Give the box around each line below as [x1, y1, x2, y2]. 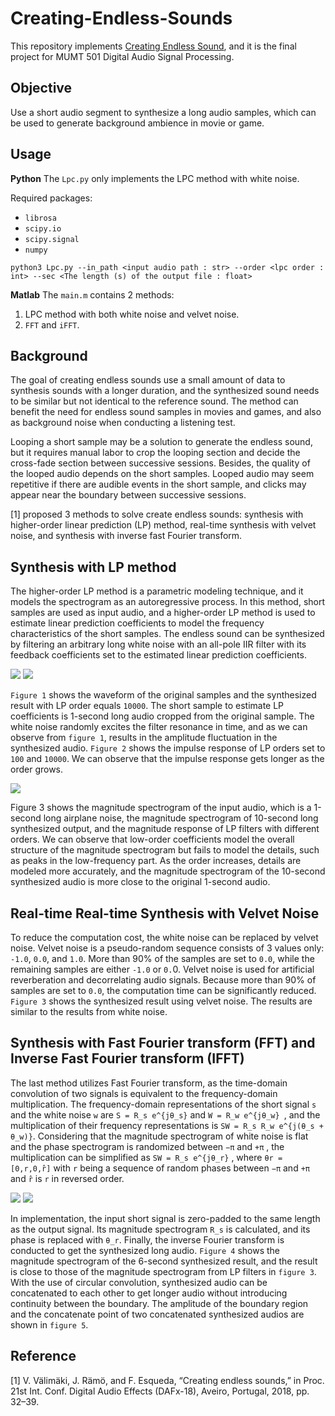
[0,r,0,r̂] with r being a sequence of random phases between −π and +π [10, 1162, 310, 1174]
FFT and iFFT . [24, 318, 80, 331]
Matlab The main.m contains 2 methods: [10, 288, 175, 301]
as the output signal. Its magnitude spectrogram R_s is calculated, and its [10, 1223, 311, 1235]
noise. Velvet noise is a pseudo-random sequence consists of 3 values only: [10, 942, 325, 954]
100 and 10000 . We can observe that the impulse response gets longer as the [10, 753, 325, 765]
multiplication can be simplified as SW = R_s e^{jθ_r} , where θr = [10, 1151, 283, 1163]
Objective [10, 80, 73, 97]
